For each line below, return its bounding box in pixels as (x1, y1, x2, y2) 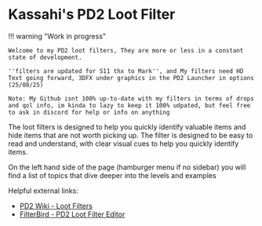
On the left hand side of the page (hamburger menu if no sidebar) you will (8, 162, 246, 172)
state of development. (8, 53, 82, 61)
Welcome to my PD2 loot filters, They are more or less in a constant (8, 46, 244, 54)
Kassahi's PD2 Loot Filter (8, 5, 176, 24)
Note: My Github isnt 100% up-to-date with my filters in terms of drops (8, 94, 255, 103)
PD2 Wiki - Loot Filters (19, 201, 93, 210)
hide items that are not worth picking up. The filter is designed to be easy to (8, 130, 253, 140)
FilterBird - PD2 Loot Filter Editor (19, 210, 126, 219)
